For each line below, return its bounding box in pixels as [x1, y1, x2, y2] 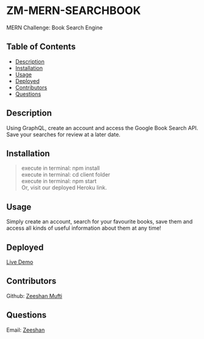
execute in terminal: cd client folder [21, 171, 111, 178]
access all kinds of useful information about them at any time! [6, 224, 162, 232]
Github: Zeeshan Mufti [6, 292, 62, 299]
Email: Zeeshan [6, 326, 45, 334]
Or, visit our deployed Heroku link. [21, 184, 107, 191]
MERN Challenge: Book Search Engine [6, 24, 103, 31]
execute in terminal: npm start [21, 178, 97, 185]
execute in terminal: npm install [21, 164, 100, 172]
